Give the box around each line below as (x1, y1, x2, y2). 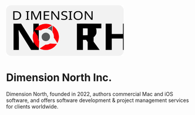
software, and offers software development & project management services (6, 97, 189, 104)
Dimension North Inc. (6, 71, 112, 84)
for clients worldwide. (6, 103, 59, 110)
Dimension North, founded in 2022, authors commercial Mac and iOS (6, 90, 173, 97)
